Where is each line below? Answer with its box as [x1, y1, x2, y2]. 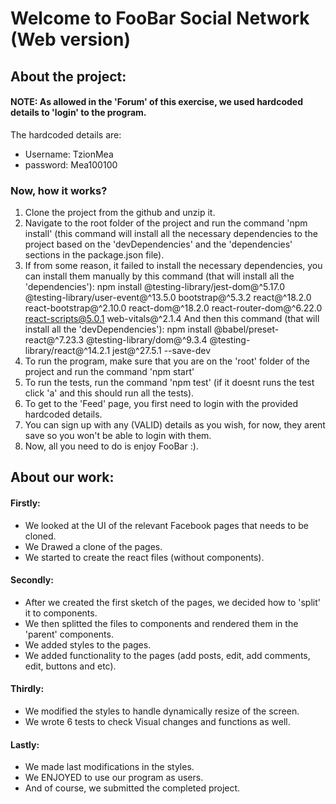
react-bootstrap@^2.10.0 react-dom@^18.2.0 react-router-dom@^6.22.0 [24, 302, 323, 314]
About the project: [10, 68, 127, 85]
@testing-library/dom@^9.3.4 [86, 334, 208, 346]
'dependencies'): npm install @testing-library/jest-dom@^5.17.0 [24, 281, 286, 293]
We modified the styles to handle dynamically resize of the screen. [24, 705, 300, 717]
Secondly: [10, 574, 54, 586]
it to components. [24, 607, 98, 619]
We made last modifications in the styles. [24, 761, 195, 773]
